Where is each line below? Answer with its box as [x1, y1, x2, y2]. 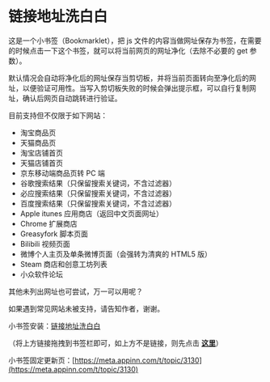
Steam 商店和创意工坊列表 [19, 259, 108, 269]
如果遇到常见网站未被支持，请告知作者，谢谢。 [8, 303, 164, 313]
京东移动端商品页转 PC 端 [19, 168, 105, 178]
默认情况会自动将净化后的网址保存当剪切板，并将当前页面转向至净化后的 [8, 73, 249, 83]
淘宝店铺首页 [19, 147, 63, 158]
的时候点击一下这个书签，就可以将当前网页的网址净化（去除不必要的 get [8, 45, 248, 55]
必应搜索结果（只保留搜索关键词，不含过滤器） [19, 188, 176, 198]
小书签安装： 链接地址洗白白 [8, 320, 101, 330]
